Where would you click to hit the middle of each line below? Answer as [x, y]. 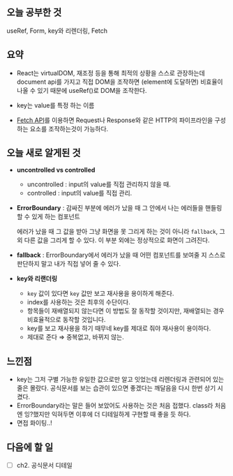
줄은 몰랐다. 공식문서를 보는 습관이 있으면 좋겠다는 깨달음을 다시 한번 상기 [116, 388]
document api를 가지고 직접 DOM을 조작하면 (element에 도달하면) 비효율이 [120, 82]
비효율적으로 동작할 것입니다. [66, 320]
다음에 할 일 [30, 447]
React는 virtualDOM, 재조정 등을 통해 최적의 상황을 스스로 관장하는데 [111, 73]
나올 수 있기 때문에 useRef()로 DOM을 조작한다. [82, 90]
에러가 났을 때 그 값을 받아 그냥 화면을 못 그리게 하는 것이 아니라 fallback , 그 [121, 232]
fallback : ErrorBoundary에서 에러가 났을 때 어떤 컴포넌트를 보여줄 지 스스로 [121, 255]
